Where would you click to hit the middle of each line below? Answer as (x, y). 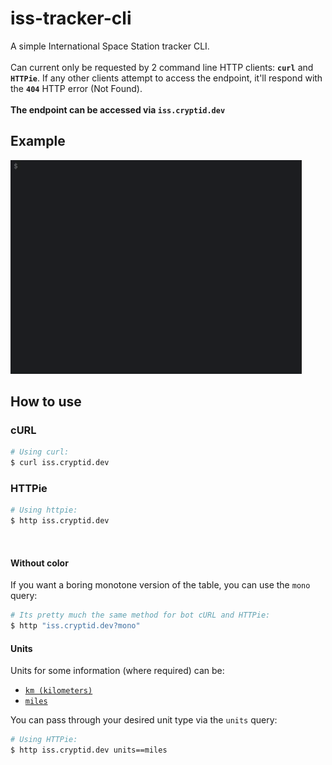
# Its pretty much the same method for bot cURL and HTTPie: (140, 615)
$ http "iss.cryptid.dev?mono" (75, 626)
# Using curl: (40, 452)
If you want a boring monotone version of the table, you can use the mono (160, 585)
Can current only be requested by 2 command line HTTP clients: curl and (162, 67)
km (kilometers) (58, 691)
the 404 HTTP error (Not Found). (76, 88)
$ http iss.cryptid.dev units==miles (89, 750)
